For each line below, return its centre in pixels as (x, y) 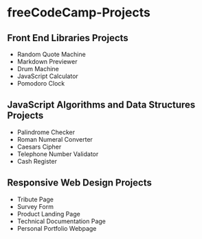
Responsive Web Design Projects (80, 183)
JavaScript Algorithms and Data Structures (101, 105)
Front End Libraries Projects (68, 38)
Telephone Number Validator (58, 154)
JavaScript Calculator (48, 76)
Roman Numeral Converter (55, 139)
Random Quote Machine (51, 54)
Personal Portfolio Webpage (57, 228)
